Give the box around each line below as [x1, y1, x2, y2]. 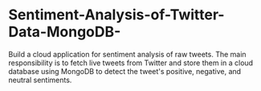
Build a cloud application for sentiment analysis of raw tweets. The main [8, 49, 247, 59]
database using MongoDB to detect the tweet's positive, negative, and [8, 66, 242, 76]
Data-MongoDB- [8, 23, 121, 41]
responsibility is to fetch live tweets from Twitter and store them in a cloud [8, 58, 254, 68]
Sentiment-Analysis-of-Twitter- [8, 6, 225, 24]
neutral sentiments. [8, 75, 72, 85]
